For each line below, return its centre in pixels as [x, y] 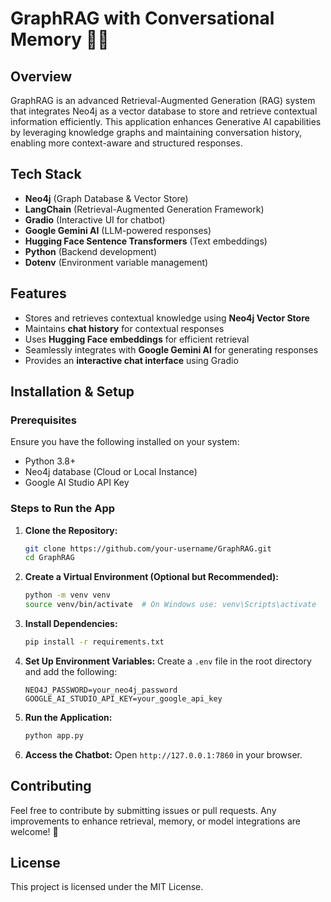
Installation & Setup [72, 392]
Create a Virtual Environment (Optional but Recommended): [151, 577]
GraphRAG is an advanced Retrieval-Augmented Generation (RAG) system [163, 100]
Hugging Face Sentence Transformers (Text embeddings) [146, 241]
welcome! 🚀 [34, 831]
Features [38, 293]
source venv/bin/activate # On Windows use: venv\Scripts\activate [170, 605]
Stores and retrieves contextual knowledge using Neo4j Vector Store [167, 318]
